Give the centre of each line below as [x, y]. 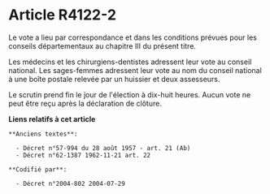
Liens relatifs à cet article [52, 119]
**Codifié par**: [38, 169]
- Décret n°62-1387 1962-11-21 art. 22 [83, 155]
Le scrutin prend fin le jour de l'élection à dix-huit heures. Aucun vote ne [130, 94]
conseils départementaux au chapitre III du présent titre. [102, 45]
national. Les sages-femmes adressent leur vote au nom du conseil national [135, 70]
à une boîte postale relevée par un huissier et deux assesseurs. [114, 79]
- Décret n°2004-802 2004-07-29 [71, 183]
